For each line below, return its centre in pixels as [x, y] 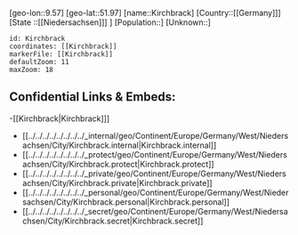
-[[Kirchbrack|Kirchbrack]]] [60, 118]
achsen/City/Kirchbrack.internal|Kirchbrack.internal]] [119, 145]
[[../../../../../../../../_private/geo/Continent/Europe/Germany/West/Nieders [154, 174]
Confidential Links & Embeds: [93, 97]
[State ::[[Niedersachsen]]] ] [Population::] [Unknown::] [110, 22]
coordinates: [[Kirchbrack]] [63, 46]
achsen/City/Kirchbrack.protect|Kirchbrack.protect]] [118, 164]
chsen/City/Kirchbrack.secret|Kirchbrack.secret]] [113, 221]
